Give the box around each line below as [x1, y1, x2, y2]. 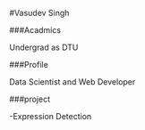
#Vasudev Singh [9, 8, 70, 18]
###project [9, 93, 51, 104]
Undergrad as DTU [9, 42, 79, 53]
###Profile [9, 60, 49, 69]
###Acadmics [9, 25, 61, 35]
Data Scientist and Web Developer [9, 77, 136, 87]
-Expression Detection [9, 111, 92, 121]
